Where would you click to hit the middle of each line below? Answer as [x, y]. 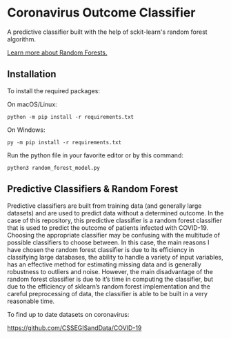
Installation [32, 74]
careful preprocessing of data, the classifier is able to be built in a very [108, 293]
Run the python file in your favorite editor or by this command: [96, 155]
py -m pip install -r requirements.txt [64, 142]
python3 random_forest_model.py [53, 168]
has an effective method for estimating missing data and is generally [104, 264]
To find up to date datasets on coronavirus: [68, 314]
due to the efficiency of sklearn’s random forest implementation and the [109, 286]
